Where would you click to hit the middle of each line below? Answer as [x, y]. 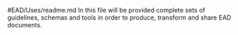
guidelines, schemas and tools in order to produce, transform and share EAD [119, 17]
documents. [25, 25]
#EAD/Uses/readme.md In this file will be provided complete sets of [107, 10]
